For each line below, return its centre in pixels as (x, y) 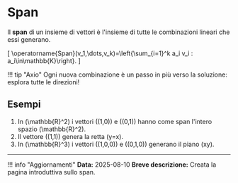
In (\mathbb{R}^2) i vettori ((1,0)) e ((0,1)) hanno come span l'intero (115, 121)
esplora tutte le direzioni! (44, 82)
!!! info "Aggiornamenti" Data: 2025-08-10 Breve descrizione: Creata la (112, 165)
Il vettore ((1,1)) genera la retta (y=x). (70, 136)
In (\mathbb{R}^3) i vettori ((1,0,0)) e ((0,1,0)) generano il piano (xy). (116, 144)
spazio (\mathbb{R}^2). (52, 129)
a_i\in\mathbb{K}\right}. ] (44, 60)
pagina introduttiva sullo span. (51, 172)
